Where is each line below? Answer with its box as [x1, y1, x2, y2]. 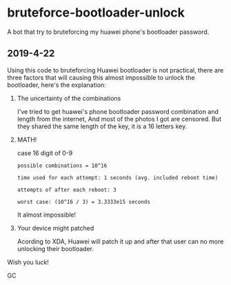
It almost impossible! [17, 210, 77, 219]
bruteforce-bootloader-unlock [7, 5, 185, 21]
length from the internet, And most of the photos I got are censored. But [17, 115, 222, 123]
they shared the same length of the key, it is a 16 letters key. [17, 122, 188, 130]
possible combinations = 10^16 [17, 162, 108, 169]
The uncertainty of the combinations [17, 94, 121, 102]
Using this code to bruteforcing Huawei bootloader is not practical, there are [7, 66, 224, 74]
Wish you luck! [7, 257, 50, 266]
